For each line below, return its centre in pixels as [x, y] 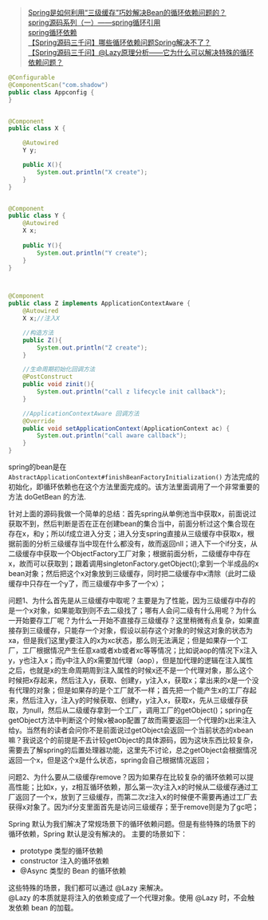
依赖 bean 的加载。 [46, 908]
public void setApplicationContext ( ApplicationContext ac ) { [126, 428]
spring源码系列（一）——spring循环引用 [94, 22]
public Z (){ [42, 340]
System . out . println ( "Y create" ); [93, 253]
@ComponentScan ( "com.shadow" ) [59, 85]
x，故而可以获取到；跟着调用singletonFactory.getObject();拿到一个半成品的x [134, 563]
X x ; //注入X [41, 318]
